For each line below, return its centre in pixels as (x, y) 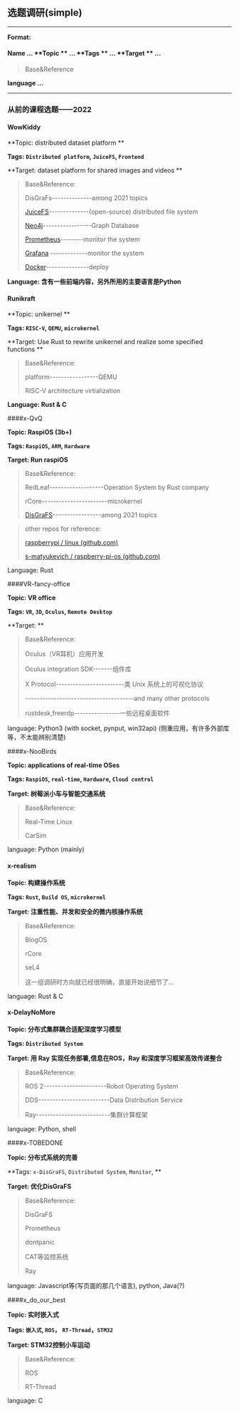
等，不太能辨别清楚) (37, 737)
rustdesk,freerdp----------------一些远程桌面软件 (97, 713)
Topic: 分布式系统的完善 (43, 1157)
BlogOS (36, 940)
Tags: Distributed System (45, 1043)
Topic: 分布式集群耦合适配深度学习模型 (64, 1029)
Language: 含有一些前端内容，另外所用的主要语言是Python (94, 282)
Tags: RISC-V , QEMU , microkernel (53, 328)
